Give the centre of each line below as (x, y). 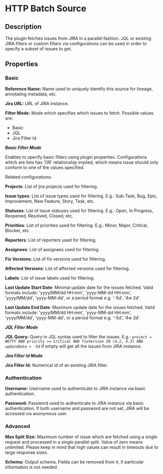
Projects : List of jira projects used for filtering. (52, 186)
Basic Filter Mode (23, 147)
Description (23, 27)
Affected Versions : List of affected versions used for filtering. (68, 268)
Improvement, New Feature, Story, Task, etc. (50, 201)
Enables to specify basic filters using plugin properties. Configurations (76, 157)
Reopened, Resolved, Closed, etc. (39, 215)
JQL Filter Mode (22, 327)
